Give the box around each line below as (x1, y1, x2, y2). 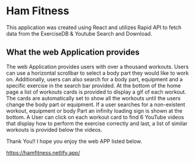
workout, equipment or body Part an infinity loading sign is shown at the (6, 107, 183, 114)
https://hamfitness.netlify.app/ (6, 149, 80, 156)
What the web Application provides (6, 47, 140, 58)
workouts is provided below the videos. (6, 126, 103, 133)
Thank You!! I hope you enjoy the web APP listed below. (6, 138, 143, 145)
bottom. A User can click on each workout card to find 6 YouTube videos (6, 113, 184, 120)
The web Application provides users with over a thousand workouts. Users (6, 63, 189, 70)
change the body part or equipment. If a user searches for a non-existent (6, 101, 185, 108)
